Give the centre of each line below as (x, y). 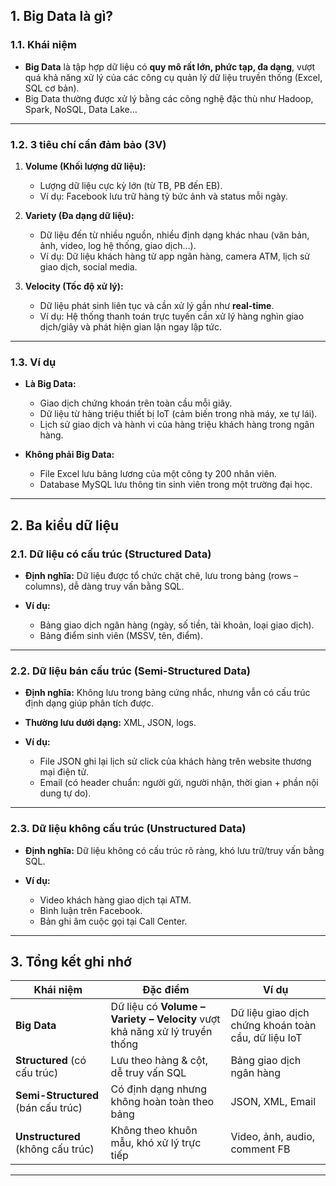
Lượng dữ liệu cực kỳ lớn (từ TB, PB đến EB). (131, 185)
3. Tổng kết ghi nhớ (71, 961)
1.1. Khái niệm (43, 45)
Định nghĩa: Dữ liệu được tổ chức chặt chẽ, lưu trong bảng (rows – (161, 575)
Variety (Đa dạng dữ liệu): (79, 215)
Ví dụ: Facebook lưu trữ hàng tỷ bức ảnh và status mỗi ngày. (163, 196)
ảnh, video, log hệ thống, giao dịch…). (118, 245)
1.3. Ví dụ (33, 362)
